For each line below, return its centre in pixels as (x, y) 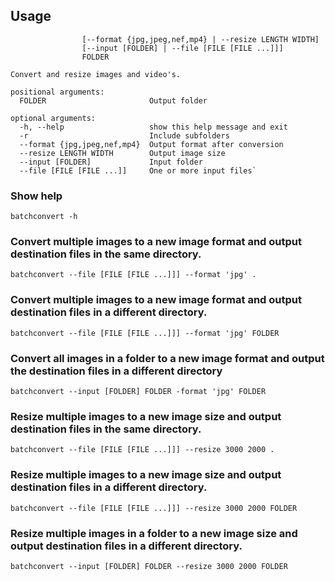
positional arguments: (57, 92)
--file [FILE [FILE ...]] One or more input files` (138, 170)
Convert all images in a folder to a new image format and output (167, 358)
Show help (36, 196)
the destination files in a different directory (116, 371)
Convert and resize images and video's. (96, 74)
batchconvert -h (44, 217)
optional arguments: (53, 118)
